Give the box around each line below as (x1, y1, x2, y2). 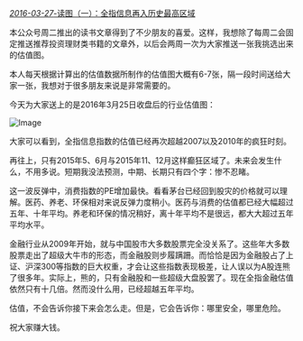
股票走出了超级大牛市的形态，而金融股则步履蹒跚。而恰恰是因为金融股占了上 (9, 250, 294, 260)
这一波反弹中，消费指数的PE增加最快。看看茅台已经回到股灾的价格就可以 (9, 186, 280, 196)
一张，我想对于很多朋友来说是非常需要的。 (16, 80, 176, 90)
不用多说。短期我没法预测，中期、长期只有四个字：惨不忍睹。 (24, 166, 254, 177)
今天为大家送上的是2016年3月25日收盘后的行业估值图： (9, 99, 216, 110)
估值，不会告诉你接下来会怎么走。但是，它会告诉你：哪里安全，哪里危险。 (9, 303, 286, 313)
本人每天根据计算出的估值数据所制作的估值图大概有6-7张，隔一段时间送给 (9, 69, 283, 79)
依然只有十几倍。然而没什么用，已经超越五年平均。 (9, 283, 199, 294)
